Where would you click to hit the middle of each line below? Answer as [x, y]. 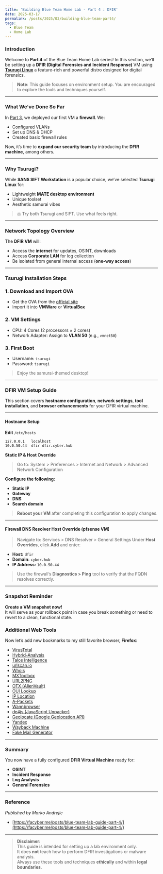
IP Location [23, 696]
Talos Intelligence [30, 660]
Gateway [21, 494]
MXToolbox [23, 676]
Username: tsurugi [31, 358]
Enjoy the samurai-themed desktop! [53, 373]
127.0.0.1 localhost [28, 441]
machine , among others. [30, 151]
